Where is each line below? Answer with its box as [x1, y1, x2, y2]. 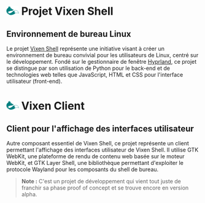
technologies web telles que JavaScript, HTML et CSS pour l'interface [6, 71, 184, 78]
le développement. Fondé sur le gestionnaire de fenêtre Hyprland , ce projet [6, 58, 197, 65]
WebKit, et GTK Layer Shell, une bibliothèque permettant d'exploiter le [6, 159, 184, 166]
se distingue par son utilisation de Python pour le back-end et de [6, 64, 171, 72]
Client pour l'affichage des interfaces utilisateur [6, 123, 195, 134]
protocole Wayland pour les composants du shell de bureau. [6, 166, 159, 173]
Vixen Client [21, 99, 85, 113]
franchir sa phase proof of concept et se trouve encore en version [21, 184, 189, 191]
